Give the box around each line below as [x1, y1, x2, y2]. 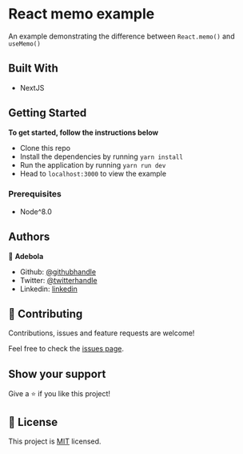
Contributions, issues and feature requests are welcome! [8, 328, 195, 338]
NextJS [19, 83, 45, 92]
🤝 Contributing [8, 307, 83, 321]
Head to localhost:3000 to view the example [19, 168, 166, 178]
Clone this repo [19, 143, 70, 152]
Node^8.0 [19, 206, 52, 217]
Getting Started [8, 106, 87, 120]
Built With [8, 62, 58, 75]
